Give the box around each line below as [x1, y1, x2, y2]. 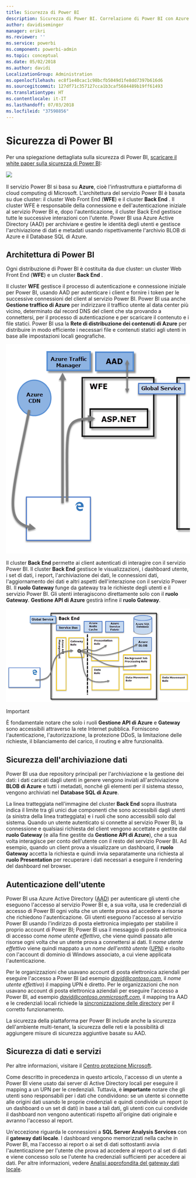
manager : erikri [6, 28, 45, 34]
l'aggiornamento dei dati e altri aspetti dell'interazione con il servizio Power [6, 578, 187, 585]
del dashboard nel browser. [6, 863, 72, 870]
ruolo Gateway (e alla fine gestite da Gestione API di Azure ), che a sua [6, 832, 177, 839]
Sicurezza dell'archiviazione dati [6, 755, 128, 765]
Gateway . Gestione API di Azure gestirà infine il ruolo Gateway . [6, 597, 161, 604]
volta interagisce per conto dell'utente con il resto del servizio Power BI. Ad [6, 837, 187, 845]
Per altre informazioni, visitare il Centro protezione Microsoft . [6, 1062, 153, 1069]
